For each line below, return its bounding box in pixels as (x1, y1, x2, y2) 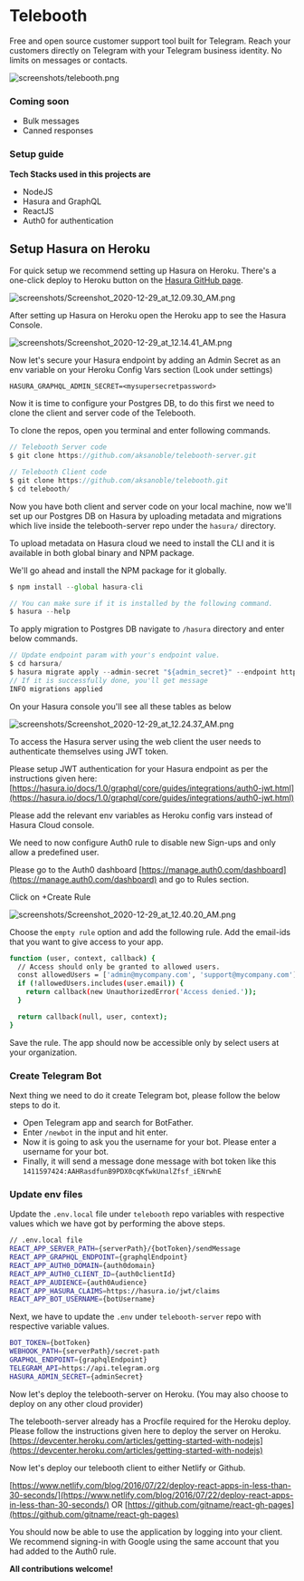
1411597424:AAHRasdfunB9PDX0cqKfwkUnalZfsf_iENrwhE (22, 1167, 222, 1176)
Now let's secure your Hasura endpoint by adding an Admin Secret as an (9, 355, 280, 366)
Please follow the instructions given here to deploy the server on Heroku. (9, 1425, 282, 1436)
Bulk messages (22, 115, 80, 127)
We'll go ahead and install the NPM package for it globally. (9, 564, 227, 576)
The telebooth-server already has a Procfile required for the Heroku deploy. (9, 1416, 291, 1427)
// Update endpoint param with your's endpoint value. (9, 650, 221, 660)
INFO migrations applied (9, 684, 103, 694)
